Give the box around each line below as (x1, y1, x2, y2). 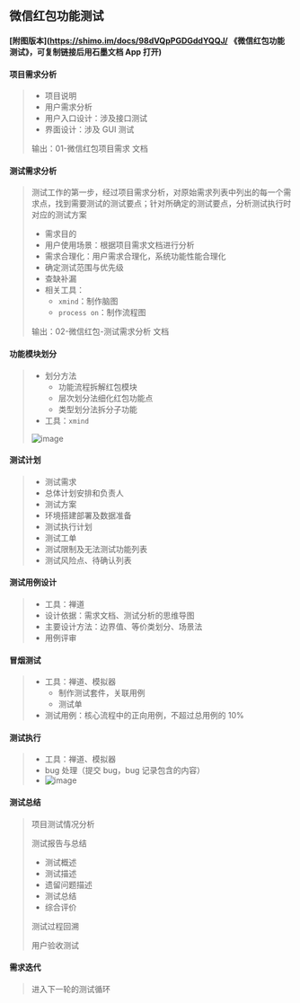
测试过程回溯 (31, 920, 79, 931)
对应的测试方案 (31, 209, 87, 220)
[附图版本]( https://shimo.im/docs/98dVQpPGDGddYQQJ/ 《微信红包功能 (9, 35, 286, 46)
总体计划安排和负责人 (44, 488, 124, 498)
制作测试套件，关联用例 (57, 688, 146, 699)
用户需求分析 (44, 101, 93, 112)
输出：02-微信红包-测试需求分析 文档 (31, 326, 169, 337)
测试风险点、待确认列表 (44, 555, 132, 566)
